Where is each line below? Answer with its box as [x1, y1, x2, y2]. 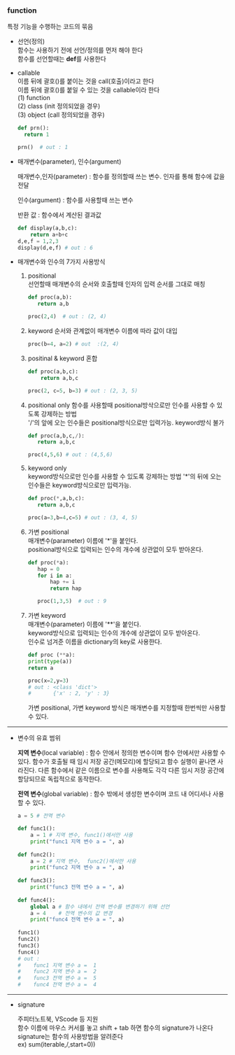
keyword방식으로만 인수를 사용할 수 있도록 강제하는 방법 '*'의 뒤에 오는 [27, 472, 222, 481]
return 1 [24, 132, 50, 139]
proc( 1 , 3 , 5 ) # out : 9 [37, 597, 107, 605]
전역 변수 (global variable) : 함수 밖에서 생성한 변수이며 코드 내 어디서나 [17, 790, 211, 798]
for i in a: [37, 572, 72, 579]
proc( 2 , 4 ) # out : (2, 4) [27, 313, 107, 320]
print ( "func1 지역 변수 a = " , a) [30, 838, 125, 845]
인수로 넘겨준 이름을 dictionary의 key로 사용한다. [27, 637, 162, 646]
